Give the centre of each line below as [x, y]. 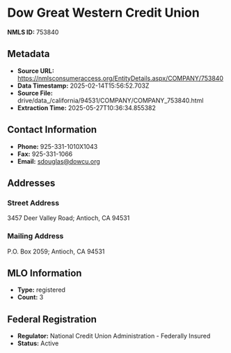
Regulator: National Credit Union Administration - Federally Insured [114, 336]
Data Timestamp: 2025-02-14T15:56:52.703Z [83, 86]
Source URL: [35, 70]
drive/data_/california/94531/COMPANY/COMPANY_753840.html [110, 100]
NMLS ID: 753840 [33, 32]
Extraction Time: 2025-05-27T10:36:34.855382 [87, 108]
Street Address [33, 203]
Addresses [31, 183]
